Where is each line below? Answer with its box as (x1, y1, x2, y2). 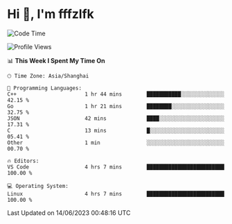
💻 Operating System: (7, 182, 69, 189)
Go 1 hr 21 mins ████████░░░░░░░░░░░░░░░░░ (7, 103, 225, 110)
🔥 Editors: (7, 157, 39, 164)
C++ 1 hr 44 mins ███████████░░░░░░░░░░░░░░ (7, 90, 225, 98)
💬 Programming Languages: (7, 85, 82, 92)
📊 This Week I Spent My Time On (7, 56, 105, 64)
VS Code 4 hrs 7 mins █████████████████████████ (7, 163, 225, 171)
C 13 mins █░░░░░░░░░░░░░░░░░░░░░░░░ (7, 127, 225, 134)
